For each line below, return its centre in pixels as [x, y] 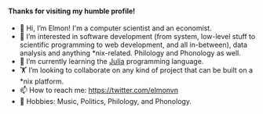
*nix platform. [42, 81]
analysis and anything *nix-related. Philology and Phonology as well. [130, 53]
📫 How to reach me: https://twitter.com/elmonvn [99, 91]
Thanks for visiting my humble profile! [72, 11]
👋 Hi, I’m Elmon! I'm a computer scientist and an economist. [115, 28]
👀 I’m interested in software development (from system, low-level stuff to [137, 37]
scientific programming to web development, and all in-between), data [133, 45]
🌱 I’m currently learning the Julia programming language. [111, 62]
